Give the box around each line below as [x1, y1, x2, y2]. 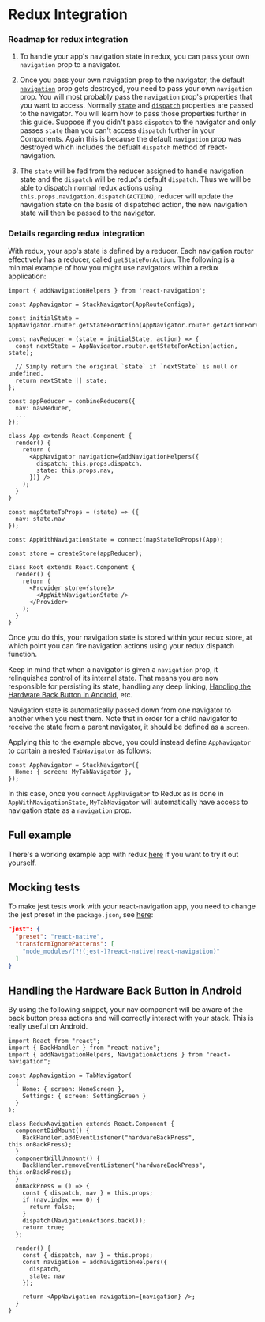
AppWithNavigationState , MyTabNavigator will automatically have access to [8, 797, 248, 806]
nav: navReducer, [15, 404, 73, 412]
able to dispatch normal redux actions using [19, 183, 163, 193]
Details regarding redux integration [8, 228, 146, 239]
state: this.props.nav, [36, 466, 114, 474]
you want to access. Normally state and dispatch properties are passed [19, 100, 254, 110]
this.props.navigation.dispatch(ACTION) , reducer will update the [19, 191, 233, 201]
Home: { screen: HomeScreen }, [22, 1086, 125, 1093]
